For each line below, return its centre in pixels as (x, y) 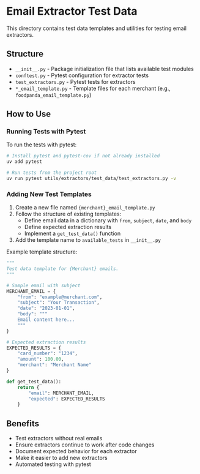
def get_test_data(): (34, 382)
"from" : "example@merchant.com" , (60, 297)
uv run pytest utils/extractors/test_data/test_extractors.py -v (91, 179)
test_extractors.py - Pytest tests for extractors (75, 81)
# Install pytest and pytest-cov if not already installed (83, 156)
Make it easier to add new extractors (61, 458)
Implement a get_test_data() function (72, 233)
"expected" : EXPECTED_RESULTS (67, 399)
